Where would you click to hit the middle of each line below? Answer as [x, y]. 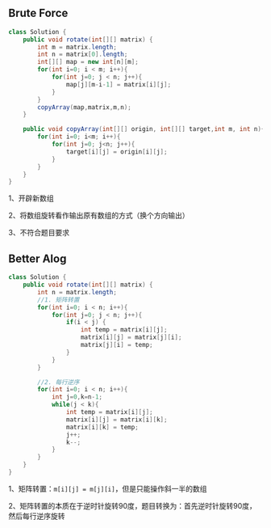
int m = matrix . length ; [77, 47]
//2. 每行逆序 [58, 382]
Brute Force [38, 13]
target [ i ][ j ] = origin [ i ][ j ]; [117, 152]
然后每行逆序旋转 [37, 516]
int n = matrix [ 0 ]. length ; [83, 55]
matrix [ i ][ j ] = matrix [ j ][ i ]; [131, 338]
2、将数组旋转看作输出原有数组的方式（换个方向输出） [99, 215]
